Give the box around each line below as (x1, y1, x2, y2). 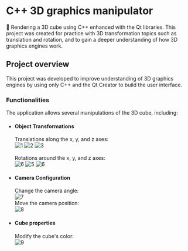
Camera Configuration (14, 174, 70, 181)
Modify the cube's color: (14, 232, 74, 239)
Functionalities (6, 96, 50, 104)
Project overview (6, 59, 70, 69)
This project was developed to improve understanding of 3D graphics (6, 75, 174, 82)
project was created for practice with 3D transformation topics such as (6, 29, 177, 36)
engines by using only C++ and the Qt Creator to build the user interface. (6, 81, 183, 88)
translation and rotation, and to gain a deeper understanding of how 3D (6, 36, 178, 43)
